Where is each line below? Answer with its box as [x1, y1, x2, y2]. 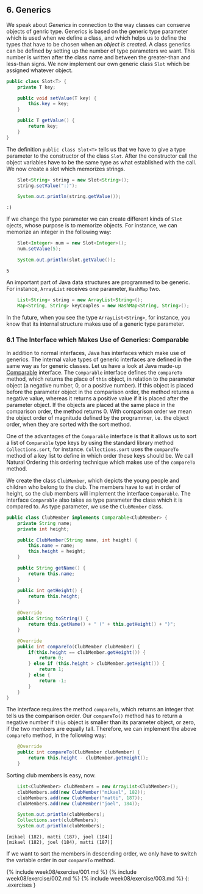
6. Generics [6, 5, 51, 15]
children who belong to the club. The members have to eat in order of [6, 483, 181, 491]
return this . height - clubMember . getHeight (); [28, 755, 149, 761]
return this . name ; [28, 571, 75, 577]
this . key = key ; [28, 101, 69, 107]
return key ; [28, 123, 59, 130]
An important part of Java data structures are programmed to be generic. [6, 278, 190, 286]
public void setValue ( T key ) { [17, 95, 97, 101]
